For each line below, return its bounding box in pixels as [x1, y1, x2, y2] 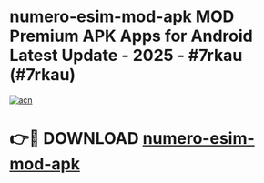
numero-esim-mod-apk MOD [9, 6, 235, 27]
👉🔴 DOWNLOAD [9, 128, 139, 149]
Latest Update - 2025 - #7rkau [9, 46, 243, 66]
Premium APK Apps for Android [9, 25, 253, 46]
